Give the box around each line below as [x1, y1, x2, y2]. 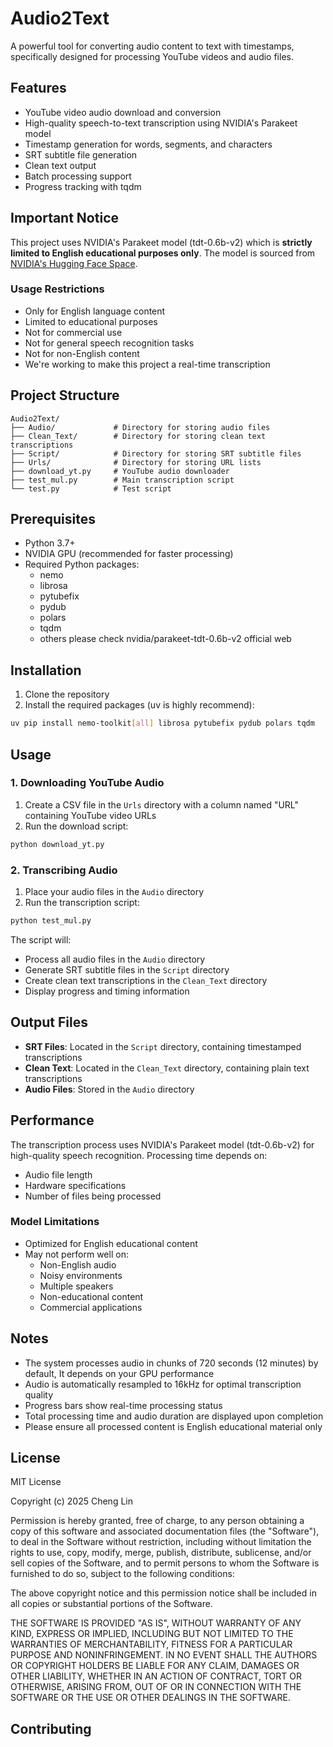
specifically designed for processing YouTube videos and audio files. [10, 50, 294, 62]
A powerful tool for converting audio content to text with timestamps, [10, 40, 295, 52]
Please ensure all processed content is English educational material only [24, 1420, 323, 1432]
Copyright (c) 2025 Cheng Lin [10, 1495, 133, 1507]
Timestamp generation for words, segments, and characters [24, 138, 273, 150]
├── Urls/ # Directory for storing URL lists [10, 457, 262, 467]
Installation [10, 662, 82, 679]
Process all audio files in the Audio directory [24, 953, 206, 965]
